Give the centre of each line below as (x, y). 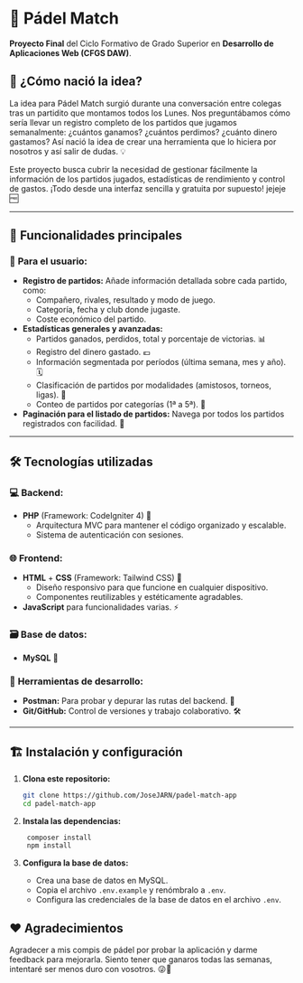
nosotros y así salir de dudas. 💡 (68, 151)
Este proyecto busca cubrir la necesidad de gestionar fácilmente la (133, 169)
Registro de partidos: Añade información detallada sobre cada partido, (155, 281)
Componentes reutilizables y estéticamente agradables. (139, 597)
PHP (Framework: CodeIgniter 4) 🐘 (87, 516)
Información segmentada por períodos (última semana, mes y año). (161, 362)
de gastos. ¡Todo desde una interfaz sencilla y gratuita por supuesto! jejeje (148, 188)
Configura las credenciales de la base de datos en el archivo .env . (159, 900)
